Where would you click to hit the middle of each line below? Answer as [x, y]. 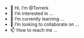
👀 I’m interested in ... [32, 13]
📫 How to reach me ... [34, 30]
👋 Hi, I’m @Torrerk [29, 8]
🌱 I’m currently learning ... [37, 19]
